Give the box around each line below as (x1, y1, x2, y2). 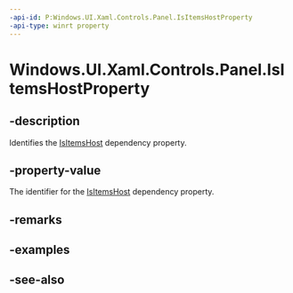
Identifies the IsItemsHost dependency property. (9, 137, 187, 147)
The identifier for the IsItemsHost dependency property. (9, 186, 215, 197)
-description (9, 114, 80, 129)
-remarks (9, 212, 62, 227)
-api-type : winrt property (9, 21, 110, 30)
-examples (9, 242, 70, 257)
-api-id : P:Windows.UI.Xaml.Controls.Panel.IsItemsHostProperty (9, 12, 253, 22)
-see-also (9, 273, 65, 288)
